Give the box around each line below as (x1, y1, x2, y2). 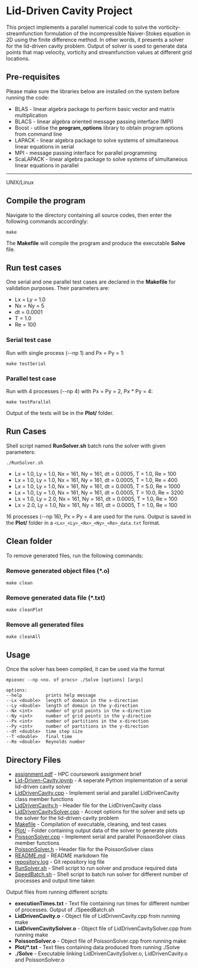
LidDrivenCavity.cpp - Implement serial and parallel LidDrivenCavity (14, 789, 180, 796)
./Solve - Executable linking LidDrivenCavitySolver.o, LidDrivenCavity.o (14, 950, 188, 957)
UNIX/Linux (6, 179, 34, 186)
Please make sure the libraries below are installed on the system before (6, 87, 180, 95)
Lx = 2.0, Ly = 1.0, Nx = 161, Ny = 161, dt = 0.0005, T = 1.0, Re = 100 (14, 501, 178, 508)
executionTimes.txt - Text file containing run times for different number (14, 900, 190, 907)
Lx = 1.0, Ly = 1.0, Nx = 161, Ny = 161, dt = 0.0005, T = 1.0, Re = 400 (14, 476, 178, 483)
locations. (6, 55, 30, 62)
